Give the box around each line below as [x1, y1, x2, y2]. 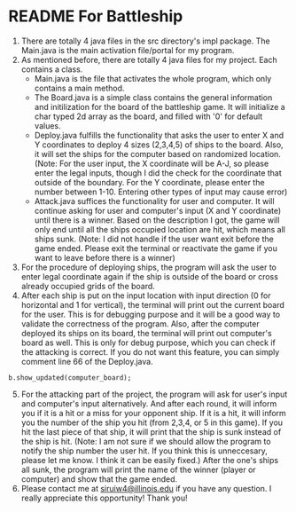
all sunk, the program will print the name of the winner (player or [20, 464, 256, 475]
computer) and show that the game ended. [20, 473, 178, 484]
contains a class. [20, 64, 83, 75]
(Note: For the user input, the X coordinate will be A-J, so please [34, 158, 269, 169]
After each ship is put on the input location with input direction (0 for [20, 290, 271, 301]
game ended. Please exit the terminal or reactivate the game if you [34, 242, 278, 254]
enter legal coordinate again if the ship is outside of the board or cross [20, 271, 278, 281]
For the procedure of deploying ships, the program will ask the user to [20, 262, 277, 272]
